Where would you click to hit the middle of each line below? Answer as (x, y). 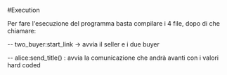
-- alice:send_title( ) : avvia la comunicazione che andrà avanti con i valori (113, 58)
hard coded (24, 65)
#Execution (24, 10)
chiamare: (22, 31)
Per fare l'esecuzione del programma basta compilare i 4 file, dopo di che (113, 23)
